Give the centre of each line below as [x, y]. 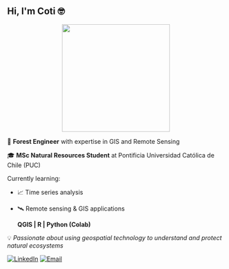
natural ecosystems [35, 245]
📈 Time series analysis [50, 192]
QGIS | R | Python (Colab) [54, 224]
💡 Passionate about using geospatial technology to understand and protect [114, 237]
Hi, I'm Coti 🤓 [36, 11]
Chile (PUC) [24, 165]
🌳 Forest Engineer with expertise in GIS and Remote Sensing [93, 141]
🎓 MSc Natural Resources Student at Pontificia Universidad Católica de [111, 155]
